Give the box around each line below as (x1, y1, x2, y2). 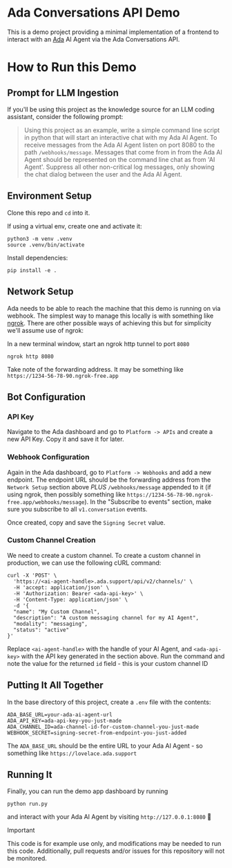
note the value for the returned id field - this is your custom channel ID (7, 659, 209, 667)
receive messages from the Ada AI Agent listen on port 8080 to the (23, 141, 215, 149)
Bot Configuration (7, 391, 86, 403)
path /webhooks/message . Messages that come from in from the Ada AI (23, 147, 223, 156)
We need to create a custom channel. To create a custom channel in (7, 551, 201, 559)
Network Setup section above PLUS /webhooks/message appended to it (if (7, 482, 212, 491)
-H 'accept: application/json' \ (13, 584, 110, 591)
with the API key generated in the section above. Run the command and (21, 652, 225, 660)
